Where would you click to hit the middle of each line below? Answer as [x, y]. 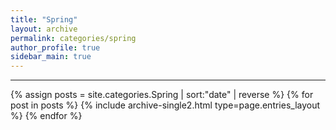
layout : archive [44, 29]
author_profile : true [55, 47]
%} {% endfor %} [46, 116]
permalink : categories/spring [73, 38]
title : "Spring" [44, 19]
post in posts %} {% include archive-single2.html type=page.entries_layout [165, 105]
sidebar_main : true [51, 57]
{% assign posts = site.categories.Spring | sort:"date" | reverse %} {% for [162, 95]
